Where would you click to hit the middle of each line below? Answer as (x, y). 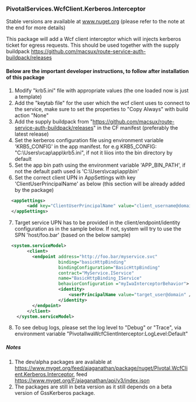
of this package (25, 77)
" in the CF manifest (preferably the (136, 128)
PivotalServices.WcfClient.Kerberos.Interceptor (76, 9)
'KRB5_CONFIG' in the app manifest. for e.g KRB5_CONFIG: (85, 146)
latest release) (32, 134)
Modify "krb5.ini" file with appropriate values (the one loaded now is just (101, 90)
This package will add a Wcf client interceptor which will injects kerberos (94, 39)
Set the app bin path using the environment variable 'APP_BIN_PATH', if (100, 165)
